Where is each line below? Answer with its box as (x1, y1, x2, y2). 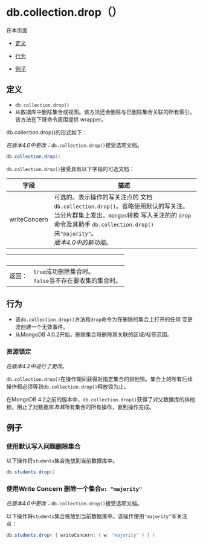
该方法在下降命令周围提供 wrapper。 (14, 115, 107, 123)
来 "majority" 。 (54, 229, 98, 238)
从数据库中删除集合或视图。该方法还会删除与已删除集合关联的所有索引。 (14, 108, 195, 115)
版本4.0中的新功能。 (54, 238, 112, 247)
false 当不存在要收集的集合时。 (33, 276, 122, 285)
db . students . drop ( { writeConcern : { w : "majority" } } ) (6, 532, 155, 538)
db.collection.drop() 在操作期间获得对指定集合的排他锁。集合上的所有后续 (6, 375, 193, 383)
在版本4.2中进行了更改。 (6, 362, 68, 369)
